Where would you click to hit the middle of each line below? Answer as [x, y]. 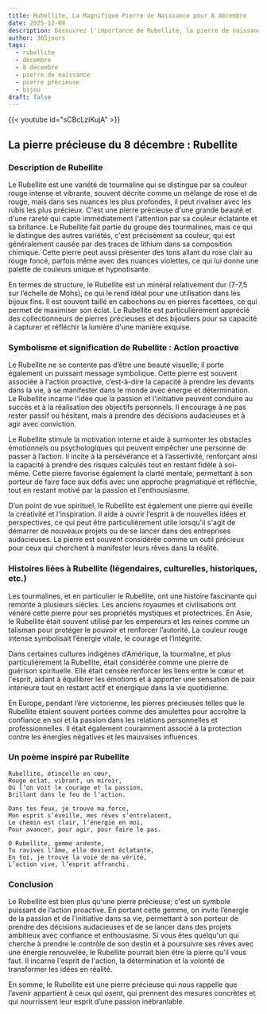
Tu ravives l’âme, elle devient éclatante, [81, 850]
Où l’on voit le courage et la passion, [76, 788]
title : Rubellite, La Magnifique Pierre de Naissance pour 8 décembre [128, 16]
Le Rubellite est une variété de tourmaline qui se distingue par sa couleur [128, 185]
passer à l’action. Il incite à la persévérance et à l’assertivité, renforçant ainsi [133, 456]
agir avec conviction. [43, 424]
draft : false [30, 97]
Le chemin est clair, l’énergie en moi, [76, 822]
